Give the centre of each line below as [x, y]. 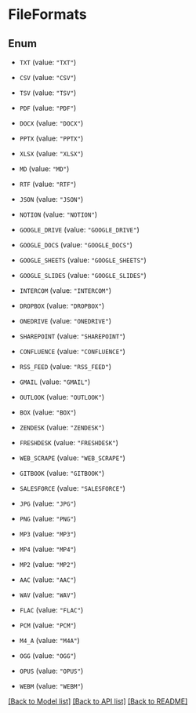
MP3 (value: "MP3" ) [48, 534]
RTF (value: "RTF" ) [48, 184]
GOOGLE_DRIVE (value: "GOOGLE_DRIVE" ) [79, 230]
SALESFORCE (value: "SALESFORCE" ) [72, 488]
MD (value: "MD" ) [44, 169]
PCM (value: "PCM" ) [48, 625]
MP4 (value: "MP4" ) [48, 549]
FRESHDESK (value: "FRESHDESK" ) [69, 442]
